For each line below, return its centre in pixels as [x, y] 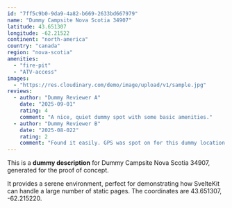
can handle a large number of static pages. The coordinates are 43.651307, [115, 191]
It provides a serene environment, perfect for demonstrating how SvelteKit [114, 184]
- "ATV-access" [35, 72]
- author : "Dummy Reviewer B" [57, 123]
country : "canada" [34, 46]
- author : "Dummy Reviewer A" [57, 98]
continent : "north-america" [48, 40]
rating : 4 [34, 111]
